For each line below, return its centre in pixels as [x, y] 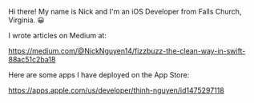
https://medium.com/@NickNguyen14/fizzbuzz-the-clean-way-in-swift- [127, 51]
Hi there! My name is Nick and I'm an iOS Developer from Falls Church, [125, 12]
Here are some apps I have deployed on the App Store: [99, 75]
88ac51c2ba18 [32, 59]
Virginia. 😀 [27, 20]
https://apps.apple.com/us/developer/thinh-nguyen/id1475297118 [116, 90]
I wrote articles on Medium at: [57, 36]
